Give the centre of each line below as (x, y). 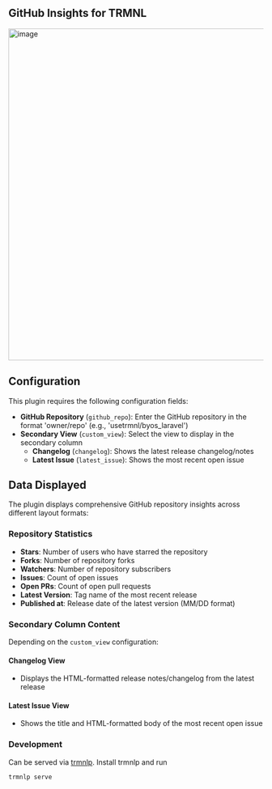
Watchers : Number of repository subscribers (96, 569)
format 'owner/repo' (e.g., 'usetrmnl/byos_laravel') (104, 425)
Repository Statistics (51, 534)
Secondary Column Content (64, 624)
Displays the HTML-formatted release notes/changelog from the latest (137, 678)
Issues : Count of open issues (69, 577)
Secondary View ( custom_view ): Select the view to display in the (127, 434)
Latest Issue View (39, 705)
